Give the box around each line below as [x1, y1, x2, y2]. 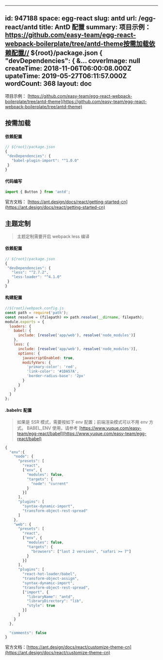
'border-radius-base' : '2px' [26, 374, 86, 379]
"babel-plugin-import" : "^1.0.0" [11, 158, 79, 163]
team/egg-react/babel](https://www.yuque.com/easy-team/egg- [16, 431, 147, 436]
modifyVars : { [22, 360, 51, 365]
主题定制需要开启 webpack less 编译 [16, 233, 90, 239]
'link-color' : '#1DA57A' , [26, 369, 79, 374]
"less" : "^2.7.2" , [11, 270, 49, 275]
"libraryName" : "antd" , [26, 594, 75, 599]
